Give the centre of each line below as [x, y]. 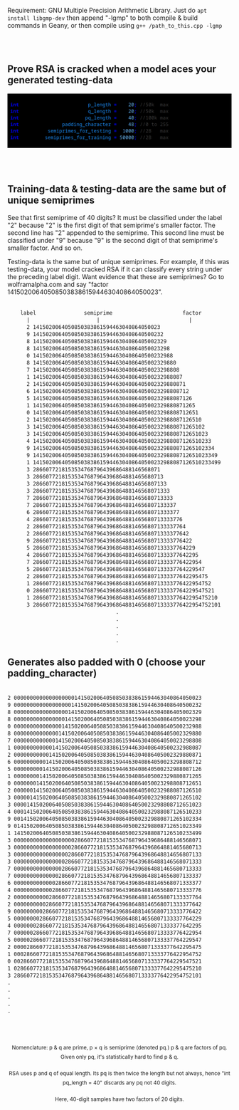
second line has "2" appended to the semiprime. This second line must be [116, 232]
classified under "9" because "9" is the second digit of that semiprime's [113, 240]
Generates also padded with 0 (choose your [106, 663]
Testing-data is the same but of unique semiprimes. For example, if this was [118, 261]
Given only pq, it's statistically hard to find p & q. [119, 1057]
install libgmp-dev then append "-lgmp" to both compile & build [102, 18]
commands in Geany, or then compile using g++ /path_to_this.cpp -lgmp [115, 25]
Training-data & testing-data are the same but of [117, 189]
